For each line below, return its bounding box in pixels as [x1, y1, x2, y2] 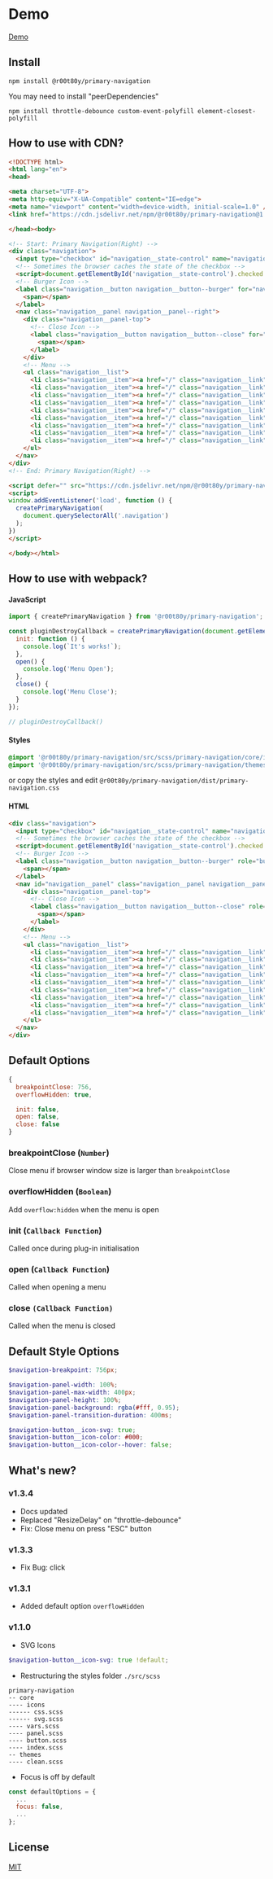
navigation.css [8, 784, 60, 792]
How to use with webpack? [8, 572, 148, 585]
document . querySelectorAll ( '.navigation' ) [23, 512, 169, 520]
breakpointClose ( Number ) [8, 1147, 110, 1158]
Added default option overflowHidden [19, 1601, 145, 1611]
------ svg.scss [8, 1715, 63, 1723]
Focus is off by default [19, 1772, 96, 1781]
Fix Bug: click [19, 1562, 66, 1572]
